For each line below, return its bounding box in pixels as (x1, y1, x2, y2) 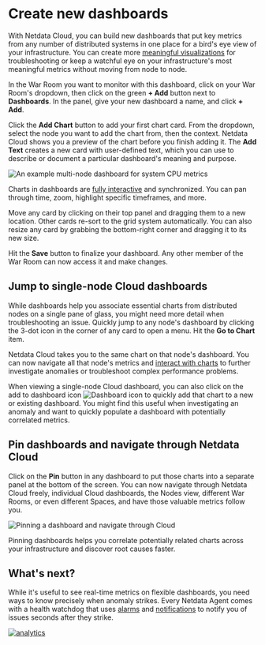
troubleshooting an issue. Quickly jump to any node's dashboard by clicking (8, 317, 255, 327)
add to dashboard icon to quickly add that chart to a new (8, 390, 254, 399)
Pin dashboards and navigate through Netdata (8, 438, 240, 452)
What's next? (8, 566, 76, 580)
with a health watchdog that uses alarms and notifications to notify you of (8, 605, 248, 614)
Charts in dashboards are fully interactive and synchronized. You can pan (8, 184, 247, 193)
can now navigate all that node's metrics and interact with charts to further (8, 358, 251, 367)
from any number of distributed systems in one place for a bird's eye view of (8, 39, 257, 48)
